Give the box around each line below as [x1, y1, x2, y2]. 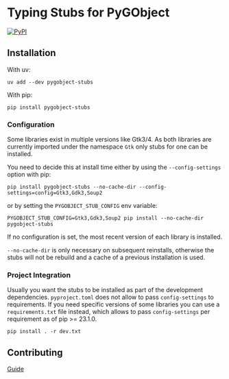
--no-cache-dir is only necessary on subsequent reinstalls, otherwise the [7, 246, 215, 254]
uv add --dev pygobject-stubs [7, 79, 94, 86]
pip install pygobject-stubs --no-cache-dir [7, 183, 136, 191]
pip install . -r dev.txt [7, 328, 81, 335]
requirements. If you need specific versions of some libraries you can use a [7, 300, 220, 309]
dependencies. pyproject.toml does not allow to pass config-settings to [7, 293, 214, 302]
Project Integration [7, 270, 71, 280]
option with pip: [7, 170, 51, 179]
